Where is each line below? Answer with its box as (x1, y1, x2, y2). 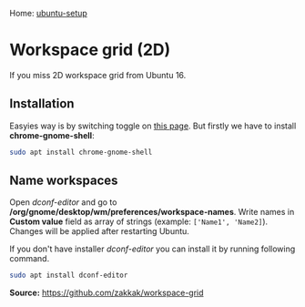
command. (9, 253, 50, 264)
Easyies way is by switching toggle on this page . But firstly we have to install (9, 120, 297, 131)
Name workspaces (9, 173, 118, 189)
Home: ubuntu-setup (9, 8, 88, 18)
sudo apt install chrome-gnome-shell (9, 148, 153, 157)
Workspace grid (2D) (9, 40, 171, 60)
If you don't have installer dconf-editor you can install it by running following (9, 243, 296, 254)
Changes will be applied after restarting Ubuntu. (9, 226, 189, 237)
